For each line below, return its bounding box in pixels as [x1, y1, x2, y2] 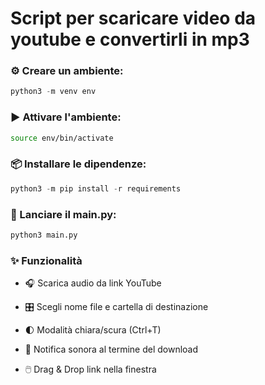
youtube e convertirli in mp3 [10, 28, 250, 51]
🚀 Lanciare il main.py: [10, 207, 117, 221]
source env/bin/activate [10, 133, 114, 143]
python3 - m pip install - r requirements [10, 183, 182, 194]
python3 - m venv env [10, 87, 97, 97]
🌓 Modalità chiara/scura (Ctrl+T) [24, 324, 162, 336]
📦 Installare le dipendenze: [10, 157, 147, 171]
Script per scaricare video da [10, 7, 257, 30]
